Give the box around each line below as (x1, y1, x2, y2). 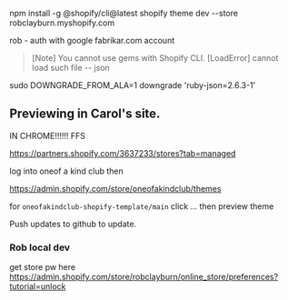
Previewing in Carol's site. (9, 106, 161, 122)
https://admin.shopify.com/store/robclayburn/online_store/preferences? (9, 272, 279, 283)
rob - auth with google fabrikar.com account (9, 35, 175, 45)
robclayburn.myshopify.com (9, 17, 115, 28)
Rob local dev (9, 241, 71, 254)
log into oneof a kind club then (9, 165, 124, 176)
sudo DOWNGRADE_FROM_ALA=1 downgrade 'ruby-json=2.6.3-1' (9, 80, 256, 90)
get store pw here (9, 262, 75, 273)
